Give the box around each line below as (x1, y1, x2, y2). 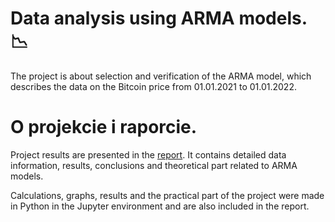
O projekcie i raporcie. (10, 116, 198, 139)
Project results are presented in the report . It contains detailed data (10, 148, 287, 161)
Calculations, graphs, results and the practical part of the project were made (10, 189, 325, 201)
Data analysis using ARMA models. (10, 7, 308, 30)
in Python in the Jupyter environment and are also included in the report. (10, 200, 310, 212)
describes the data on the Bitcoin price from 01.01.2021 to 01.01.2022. (10, 80, 297, 92)
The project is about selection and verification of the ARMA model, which (10, 70, 312, 82)
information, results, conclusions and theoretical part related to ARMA (10, 159, 298, 171)
